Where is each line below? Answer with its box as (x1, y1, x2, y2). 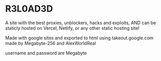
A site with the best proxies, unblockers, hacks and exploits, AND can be (5, 20, 156, 26)
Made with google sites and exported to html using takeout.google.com (5, 35, 154, 41)
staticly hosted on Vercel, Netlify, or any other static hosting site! (5, 25, 140, 31)
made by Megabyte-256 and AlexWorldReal (5, 40, 96, 46)
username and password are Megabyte (5, 50, 87, 56)
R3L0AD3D (5, 3, 53, 15)
